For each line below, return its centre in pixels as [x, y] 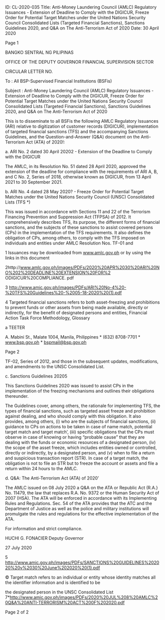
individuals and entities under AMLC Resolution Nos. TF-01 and [69, 243]
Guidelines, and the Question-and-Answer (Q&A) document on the [72, 137]
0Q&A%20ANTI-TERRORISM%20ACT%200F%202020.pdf [65, 603]
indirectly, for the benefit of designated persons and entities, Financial [76, 313]
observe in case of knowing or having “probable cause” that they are [75, 437]
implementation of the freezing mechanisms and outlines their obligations [80, 391]
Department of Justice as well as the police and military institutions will [77, 509]
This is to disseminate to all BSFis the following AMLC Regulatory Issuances [82, 121]
